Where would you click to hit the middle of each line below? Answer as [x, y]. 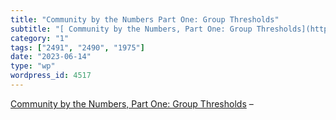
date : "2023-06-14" [51, 57]
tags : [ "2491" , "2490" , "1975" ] [77, 47]
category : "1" [40, 38]
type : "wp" [33, 66]
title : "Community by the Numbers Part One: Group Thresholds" [145, 19]
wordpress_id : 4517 [51, 76]
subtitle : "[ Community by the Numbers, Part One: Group [131, 29]
